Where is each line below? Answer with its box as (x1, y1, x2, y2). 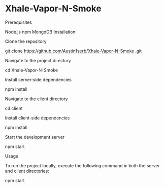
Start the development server (5, 134, 65, 140)
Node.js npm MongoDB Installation (5, 29, 76, 35)
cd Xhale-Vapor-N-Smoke (5, 67, 58, 73)
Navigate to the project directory (5, 57, 71, 63)
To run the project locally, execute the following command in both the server (5, 162, 160, 168)
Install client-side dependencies (5, 114, 70, 121)
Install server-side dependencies (5, 76, 72, 82)
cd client (5, 105, 23, 111)
